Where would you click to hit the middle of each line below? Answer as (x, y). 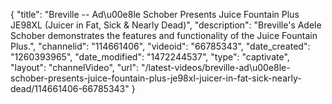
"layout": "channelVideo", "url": (75, 67)
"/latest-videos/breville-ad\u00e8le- (215, 67)
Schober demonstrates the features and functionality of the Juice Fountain (164, 35)
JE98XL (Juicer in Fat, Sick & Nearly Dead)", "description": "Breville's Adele (166, 25)
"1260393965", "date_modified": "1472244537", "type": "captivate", (150, 57)
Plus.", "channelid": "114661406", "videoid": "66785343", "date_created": (160, 46)
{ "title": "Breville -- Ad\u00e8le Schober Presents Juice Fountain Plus (155, 14)
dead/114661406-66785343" (70, 88)
